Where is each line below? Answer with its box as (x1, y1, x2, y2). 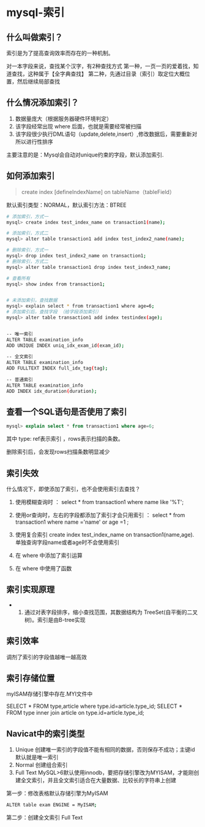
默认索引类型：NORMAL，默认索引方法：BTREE (6, 201, 127, 209)
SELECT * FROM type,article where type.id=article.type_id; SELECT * (6, 702, 182, 710)
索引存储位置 (6, 673, 55, 683)
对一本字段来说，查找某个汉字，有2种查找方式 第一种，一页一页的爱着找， (6, 63, 194, 69)
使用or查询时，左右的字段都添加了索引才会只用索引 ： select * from (15, 511, 185, 519)
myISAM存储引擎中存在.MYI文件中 (6, 690, 93, 697)
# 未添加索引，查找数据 (6, 297, 58, 304)
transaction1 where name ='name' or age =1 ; (15, 518, 129, 526)
